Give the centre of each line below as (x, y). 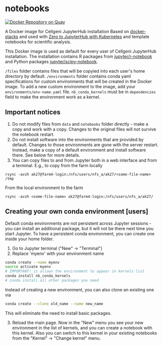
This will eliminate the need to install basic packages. (58, 313)
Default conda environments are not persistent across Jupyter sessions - (78, 223)
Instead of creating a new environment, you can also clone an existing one (80, 289)
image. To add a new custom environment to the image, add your (70, 86)
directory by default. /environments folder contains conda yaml (68, 76)
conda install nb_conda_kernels (38, 276)
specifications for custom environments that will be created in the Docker (79, 81)
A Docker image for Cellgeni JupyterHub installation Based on (67, 31)
